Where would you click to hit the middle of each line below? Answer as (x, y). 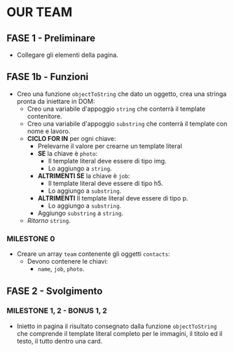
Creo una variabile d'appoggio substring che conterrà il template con (127, 123)
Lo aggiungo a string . (80, 168)
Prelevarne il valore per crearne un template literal (110, 146)
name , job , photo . (61, 269)
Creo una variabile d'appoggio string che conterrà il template (116, 109)
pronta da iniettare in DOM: (56, 101)
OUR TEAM (40, 12)
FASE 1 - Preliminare (51, 38)
